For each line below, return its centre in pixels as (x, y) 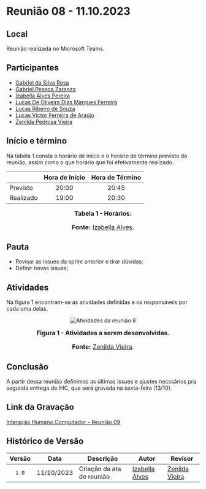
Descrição (103, 458)
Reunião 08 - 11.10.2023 (68, 11)
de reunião (94, 476)
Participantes (33, 68)
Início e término (37, 141)
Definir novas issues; (42, 268)
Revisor (182, 458)
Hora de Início (65, 177)
